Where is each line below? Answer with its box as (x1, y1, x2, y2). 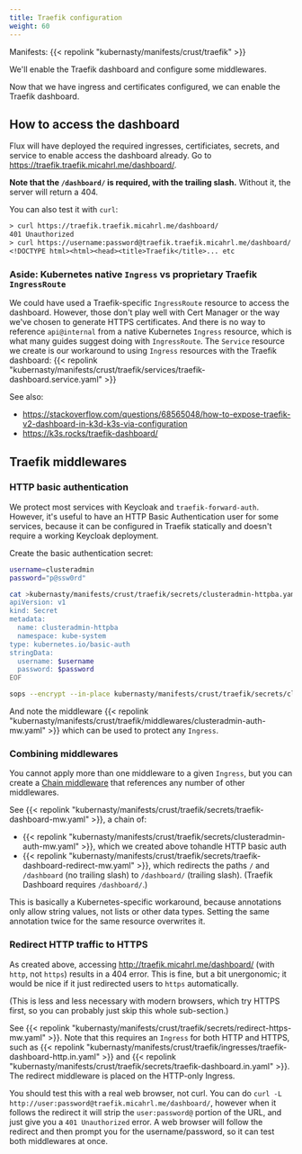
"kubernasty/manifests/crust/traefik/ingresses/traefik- (86, 1041, 288, 1052)
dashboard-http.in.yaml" (9, 1050, 101, 1062)
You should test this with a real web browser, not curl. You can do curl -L (9, 1087, 282, 1098)
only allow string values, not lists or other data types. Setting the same (9, 906, 270, 917)
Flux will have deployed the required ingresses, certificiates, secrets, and (9, 140, 280, 151)
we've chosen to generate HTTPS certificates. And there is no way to (9, 317, 266, 328)
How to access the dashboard (9, 116, 180, 131)
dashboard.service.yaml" (9, 374, 103, 385)
